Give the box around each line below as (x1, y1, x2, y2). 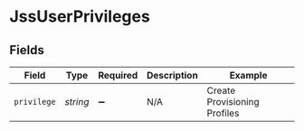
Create (206, 84, 236, 97)
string (64, 96, 90, 108)
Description (146, 70, 199, 81)
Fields (9, 42, 45, 58)
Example (229, 70, 268, 81)
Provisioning (206, 96, 260, 108)
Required (98, 70, 138, 81)
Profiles (206, 107, 240, 119)
